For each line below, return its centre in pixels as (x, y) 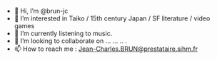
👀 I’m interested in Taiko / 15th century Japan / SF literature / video (112, 18)
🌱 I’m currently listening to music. (63, 33)
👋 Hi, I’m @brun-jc (41, 11)
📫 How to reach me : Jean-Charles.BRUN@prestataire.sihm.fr (106, 49)
